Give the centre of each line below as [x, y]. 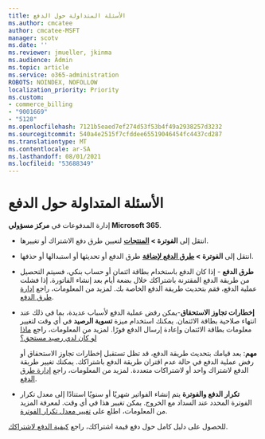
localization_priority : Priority [64, 90]
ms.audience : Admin [41, 61]
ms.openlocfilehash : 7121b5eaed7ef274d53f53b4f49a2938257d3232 [115, 127]
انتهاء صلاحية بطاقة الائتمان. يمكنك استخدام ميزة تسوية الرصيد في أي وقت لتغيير [138, 321]
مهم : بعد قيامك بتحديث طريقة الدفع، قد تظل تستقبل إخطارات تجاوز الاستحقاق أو [138, 353]
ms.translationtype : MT [48, 141]
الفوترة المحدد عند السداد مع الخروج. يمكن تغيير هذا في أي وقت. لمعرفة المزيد [136, 402]
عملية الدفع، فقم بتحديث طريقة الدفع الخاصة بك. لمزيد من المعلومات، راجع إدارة [138, 288]
